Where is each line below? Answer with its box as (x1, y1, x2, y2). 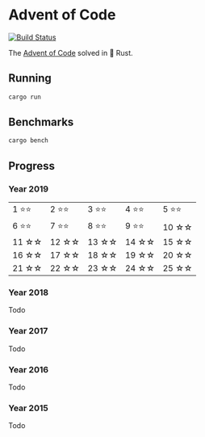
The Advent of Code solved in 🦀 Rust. (8, 48, 133, 57)
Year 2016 (8, 363, 49, 375)
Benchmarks (8, 116, 74, 129)
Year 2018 (8, 287, 49, 298)
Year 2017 (8, 326, 48, 337)
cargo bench (8, 137, 48, 145)
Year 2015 (8, 402, 48, 414)
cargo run (8, 93, 42, 101)
